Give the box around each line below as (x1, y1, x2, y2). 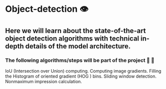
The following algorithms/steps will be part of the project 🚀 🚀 (5, 57, 155, 64)
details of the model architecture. (25, 42, 131, 50)
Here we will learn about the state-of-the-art (5, 26, 146, 35)
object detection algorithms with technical (5, 34, 139, 43)
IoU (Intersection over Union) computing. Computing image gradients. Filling (5, 68, 162, 74)
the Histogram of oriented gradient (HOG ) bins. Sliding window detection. (5, 73, 157, 79)
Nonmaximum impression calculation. (5, 78, 82, 84)
